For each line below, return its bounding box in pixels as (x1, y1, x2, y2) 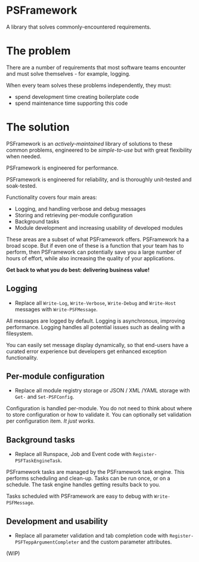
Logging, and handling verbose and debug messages (14, 205, 146, 212)
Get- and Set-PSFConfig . (14, 394, 74, 401)
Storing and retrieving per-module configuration (14, 211, 133, 218)
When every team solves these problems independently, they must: (6, 82, 172, 89)
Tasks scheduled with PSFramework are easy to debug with (6, 492, 153, 500)
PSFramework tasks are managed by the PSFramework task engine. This (6, 469, 185, 476)
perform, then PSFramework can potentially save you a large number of (6, 248, 182, 255)
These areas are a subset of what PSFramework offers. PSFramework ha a (6, 236, 189, 243)
